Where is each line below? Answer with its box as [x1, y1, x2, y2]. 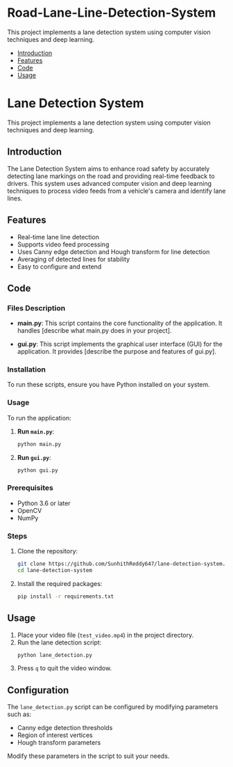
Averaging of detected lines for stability [17, 255, 130, 263]
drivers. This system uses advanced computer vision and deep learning [7, 179, 212, 187]
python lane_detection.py [17, 651, 92, 658]
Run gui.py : [17, 453, 51, 461]
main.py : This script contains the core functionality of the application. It [17, 319, 223, 328]
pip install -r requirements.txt [17, 593, 114, 600]
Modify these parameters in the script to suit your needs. [7, 752, 170, 760]
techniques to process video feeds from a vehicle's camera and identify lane [7, 187, 226, 195]
